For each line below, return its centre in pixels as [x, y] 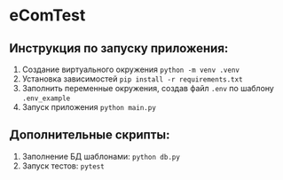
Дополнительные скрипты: [90, 135]
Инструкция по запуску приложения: [119, 48]
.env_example [46, 98]
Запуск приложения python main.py [89, 107]
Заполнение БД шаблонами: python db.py [101, 156]
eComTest [47, 16]
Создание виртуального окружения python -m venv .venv [131, 69]
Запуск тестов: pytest [63, 166]
